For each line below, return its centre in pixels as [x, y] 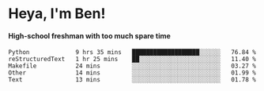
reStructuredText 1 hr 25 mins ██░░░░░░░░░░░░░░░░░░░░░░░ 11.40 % [132, 60]
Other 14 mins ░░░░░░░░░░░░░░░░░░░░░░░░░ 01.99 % [132, 73]
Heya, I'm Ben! [57, 14]
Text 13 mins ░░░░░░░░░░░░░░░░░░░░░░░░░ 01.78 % [132, 80]
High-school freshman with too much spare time [90, 35]
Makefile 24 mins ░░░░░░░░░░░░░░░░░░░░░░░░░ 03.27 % [132, 66]
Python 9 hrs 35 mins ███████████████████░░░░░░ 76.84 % [132, 53]
